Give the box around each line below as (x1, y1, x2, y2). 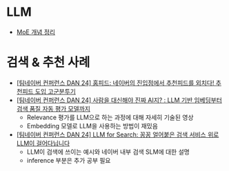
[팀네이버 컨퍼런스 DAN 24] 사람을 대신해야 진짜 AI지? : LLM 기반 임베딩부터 (16, 96, 222, 104)
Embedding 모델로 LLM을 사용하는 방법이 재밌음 (26, 121, 158, 130)
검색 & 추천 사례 (6, 54, 90, 70)
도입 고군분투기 (34, 87, 77, 95)
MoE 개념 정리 (16, 28, 56, 36)
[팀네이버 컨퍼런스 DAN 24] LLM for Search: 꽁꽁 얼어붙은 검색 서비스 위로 (16, 130, 219, 139)
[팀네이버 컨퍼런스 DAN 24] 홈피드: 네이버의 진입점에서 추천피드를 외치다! (16, 79, 215, 87)
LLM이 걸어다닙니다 (16, 139, 70, 147)
